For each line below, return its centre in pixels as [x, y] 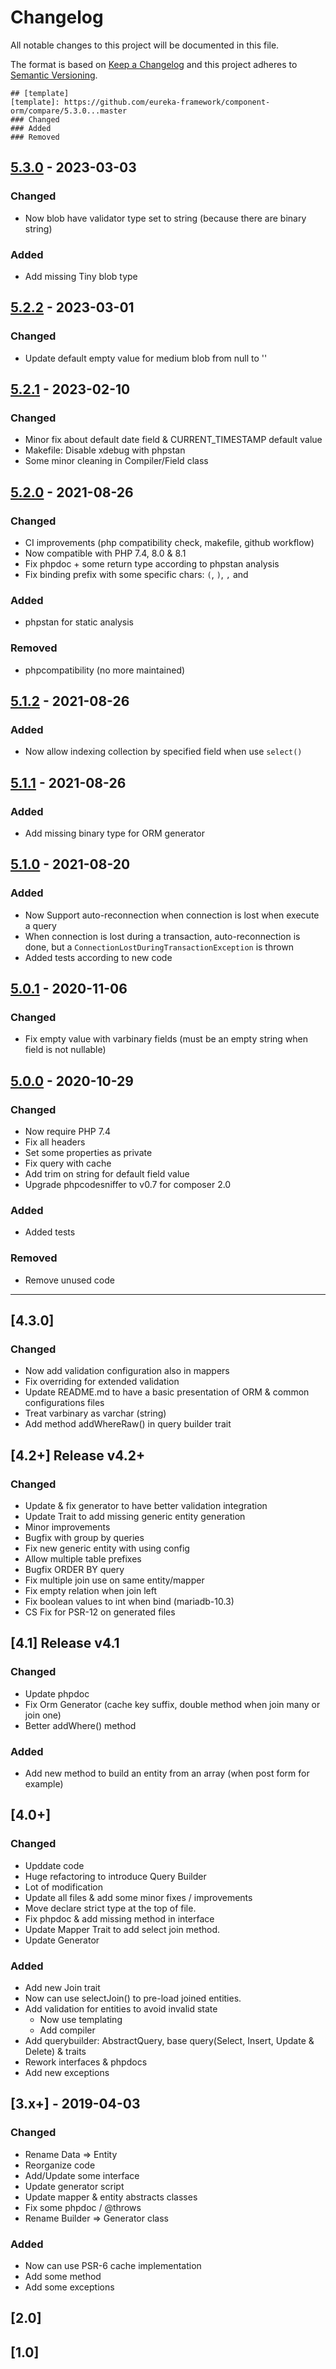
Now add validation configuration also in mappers [127, 1371]
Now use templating [81, 2019]
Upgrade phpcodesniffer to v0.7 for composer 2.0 [128, 1185]
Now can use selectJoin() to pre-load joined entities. [133, 1998]
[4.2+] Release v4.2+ [78, 1455]
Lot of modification [63, 1887]
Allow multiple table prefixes [83, 1558]
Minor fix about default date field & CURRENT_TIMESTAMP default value [173, 440]
